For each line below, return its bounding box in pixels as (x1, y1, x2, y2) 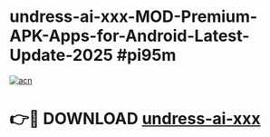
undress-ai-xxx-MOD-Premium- (9, 6, 258, 27)
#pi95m (116, 45, 177, 65)
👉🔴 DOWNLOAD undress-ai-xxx (9, 109, 261, 129)
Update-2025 (9, 45, 113, 65)
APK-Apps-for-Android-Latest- (9, 25, 250, 46)
